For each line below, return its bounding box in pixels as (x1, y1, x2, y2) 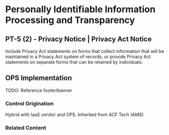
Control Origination (5, 100, 54, 107)
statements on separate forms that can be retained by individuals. (5, 59, 144, 65)
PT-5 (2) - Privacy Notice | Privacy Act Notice (5, 35, 152, 43)
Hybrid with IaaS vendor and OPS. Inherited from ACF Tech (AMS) (5, 112, 144, 118)
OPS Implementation (5, 74, 72, 83)
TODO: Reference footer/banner (5, 87, 73, 93)
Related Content (5, 124, 47, 131)
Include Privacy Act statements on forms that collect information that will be (5, 48, 164, 54)
